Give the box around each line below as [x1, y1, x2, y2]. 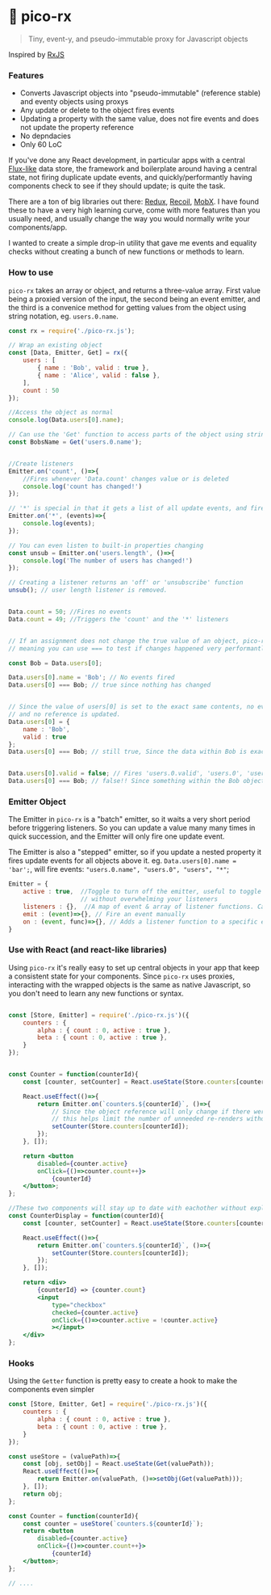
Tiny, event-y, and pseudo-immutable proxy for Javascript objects [27, 34, 248, 44]
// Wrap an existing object [8, 341, 103, 350]
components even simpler [8, 1385, 95, 1395]
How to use [8, 267, 54, 278]
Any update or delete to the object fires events [19, 105, 175, 116]
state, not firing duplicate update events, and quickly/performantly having [8, 173, 252, 183]
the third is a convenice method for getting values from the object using [8, 302, 247, 312]
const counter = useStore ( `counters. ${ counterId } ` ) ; [23, 1519, 204, 1528]
